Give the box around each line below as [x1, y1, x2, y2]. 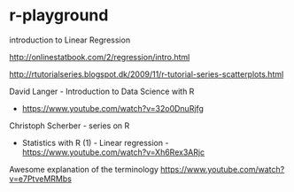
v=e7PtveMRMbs [9, 173, 73, 184]
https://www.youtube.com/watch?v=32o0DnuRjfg [21, 103, 204, 113]
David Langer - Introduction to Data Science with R [9, 86, 195, 96]
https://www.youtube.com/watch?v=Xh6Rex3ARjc [21, 147, 205, 157]
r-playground [9, 5, 109, 26]
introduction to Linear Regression [9, 35, 131, 45]
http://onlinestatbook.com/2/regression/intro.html [9, 51, 190, 62]
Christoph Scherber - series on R [9, 120, 130, 131]
